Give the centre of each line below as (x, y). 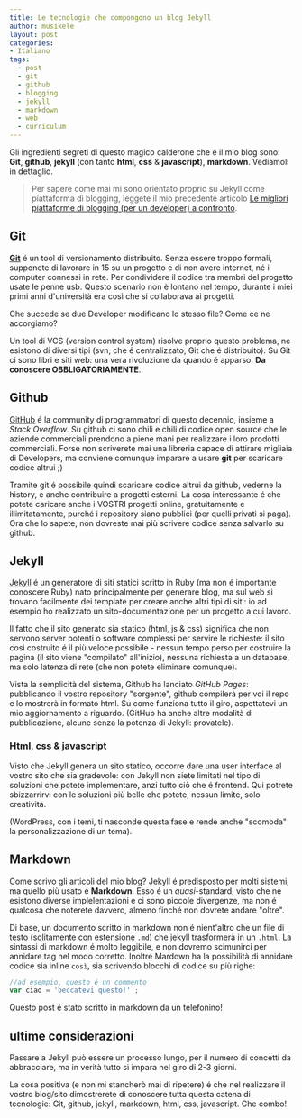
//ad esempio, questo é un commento (78, 982)
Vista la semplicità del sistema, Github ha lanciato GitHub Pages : (129, 685)
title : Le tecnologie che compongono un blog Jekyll (110, 18)
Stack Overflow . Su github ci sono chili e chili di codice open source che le (148, 429)
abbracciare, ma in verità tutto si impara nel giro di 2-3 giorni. (123, 1068)
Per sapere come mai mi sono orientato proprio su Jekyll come (148, 189)
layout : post (34, 34)
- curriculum (42, 127)
